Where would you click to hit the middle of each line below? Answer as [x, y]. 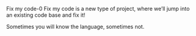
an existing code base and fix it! [46, 15]
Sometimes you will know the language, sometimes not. [75, 27]
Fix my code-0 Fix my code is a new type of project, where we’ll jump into [98, 9]
